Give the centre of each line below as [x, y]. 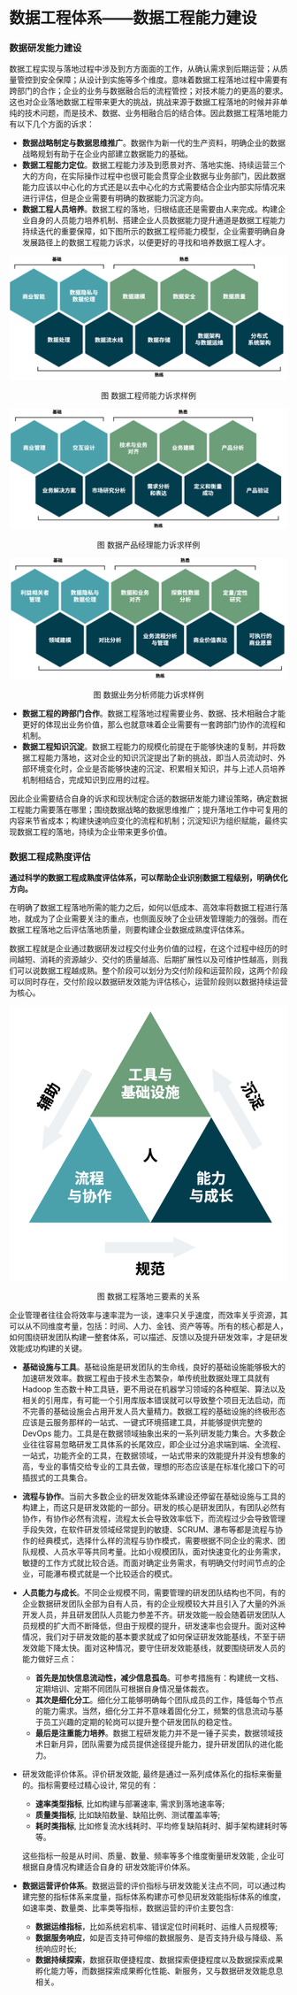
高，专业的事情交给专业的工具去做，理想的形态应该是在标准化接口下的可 [153, 1466]
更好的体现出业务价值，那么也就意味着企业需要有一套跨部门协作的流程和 [153, 724]
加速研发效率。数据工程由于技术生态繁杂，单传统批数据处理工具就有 [146, 1378]
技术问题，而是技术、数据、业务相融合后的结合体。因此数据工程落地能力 [156, 113]
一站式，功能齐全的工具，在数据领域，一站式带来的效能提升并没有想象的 [153, 1455]
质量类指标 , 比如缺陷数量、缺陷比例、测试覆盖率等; [128, 1815]
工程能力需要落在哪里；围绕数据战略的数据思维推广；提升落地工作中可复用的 [148, 810]
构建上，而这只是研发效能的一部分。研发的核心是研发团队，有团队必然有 [153, 1508]
